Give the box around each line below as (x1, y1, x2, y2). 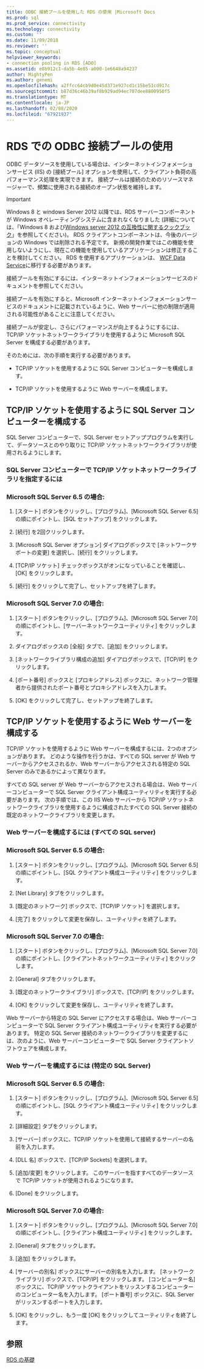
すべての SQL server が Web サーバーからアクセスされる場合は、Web (6, 781, 180, 788)
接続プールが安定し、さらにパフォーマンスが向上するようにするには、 (6, 323, 183, 331)
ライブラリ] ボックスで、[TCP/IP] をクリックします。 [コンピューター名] (15, 1276, 196, 1283)
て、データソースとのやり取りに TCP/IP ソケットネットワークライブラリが (6, 441, 192, 449)
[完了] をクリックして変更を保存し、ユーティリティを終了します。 (15, 915, 180, 922)
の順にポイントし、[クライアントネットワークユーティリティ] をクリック (15, 955, 196, 962)
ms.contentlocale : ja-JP (6, 99, 69, 106)
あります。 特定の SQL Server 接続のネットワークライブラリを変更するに (6, 1029, 189, 1036)
